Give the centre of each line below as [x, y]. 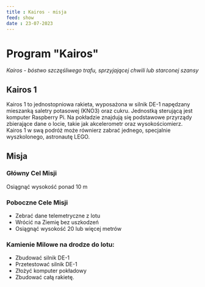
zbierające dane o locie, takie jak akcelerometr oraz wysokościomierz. [95, 124]
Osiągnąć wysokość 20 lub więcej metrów [68, 229]
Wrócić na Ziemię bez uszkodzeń [57, 222]
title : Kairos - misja [37, 12]
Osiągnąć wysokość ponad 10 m [47, 186]
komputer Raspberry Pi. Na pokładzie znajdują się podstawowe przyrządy [99, 117]
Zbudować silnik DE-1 [42, 258]
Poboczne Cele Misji [37, 202]
